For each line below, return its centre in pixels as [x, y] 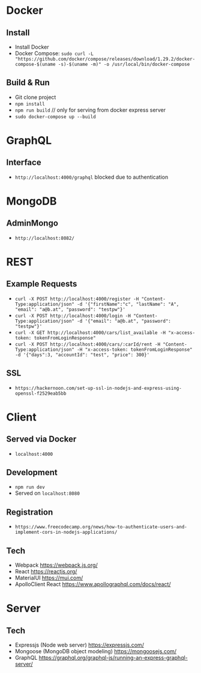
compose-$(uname [35, 64]
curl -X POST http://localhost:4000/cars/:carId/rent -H [88, 344]
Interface [24, 163]
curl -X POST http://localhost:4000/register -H [77, 299]
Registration [30, 512]
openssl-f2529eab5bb [40, 393]
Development [32, 472]
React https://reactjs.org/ [46, 572]
